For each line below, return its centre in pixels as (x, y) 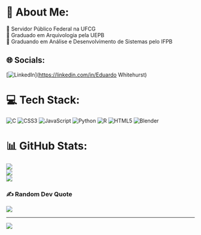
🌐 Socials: (26, 60)
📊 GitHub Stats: (47, 146)
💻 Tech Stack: (43, 100)
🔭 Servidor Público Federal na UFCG (51, 29)
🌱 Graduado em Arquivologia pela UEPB (55, 35)
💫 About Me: (38, 12)
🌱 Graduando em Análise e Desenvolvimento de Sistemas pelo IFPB (89, 41)
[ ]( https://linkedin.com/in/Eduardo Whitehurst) (77, 75)
